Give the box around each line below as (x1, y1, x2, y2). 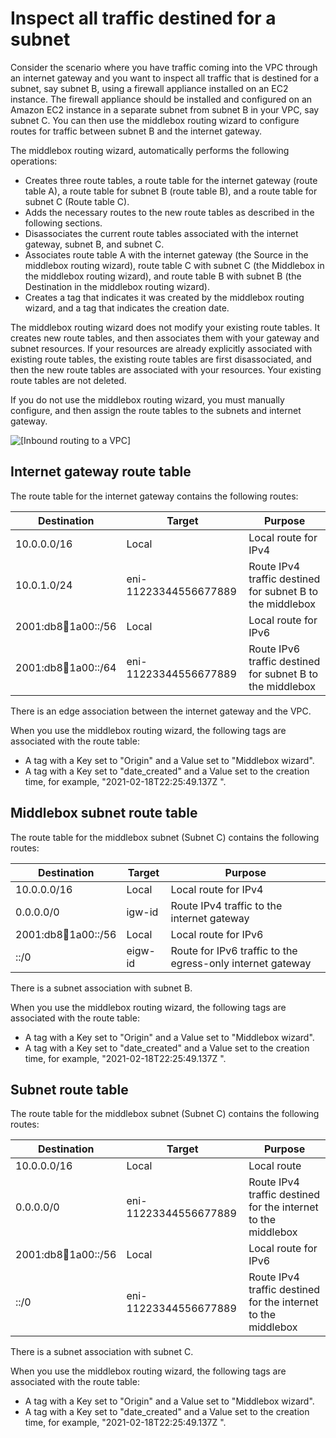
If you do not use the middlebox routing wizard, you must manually (10, 393, 285, 406)
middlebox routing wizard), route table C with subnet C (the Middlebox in (24, 259, 325, 271)
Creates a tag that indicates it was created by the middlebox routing (24, 291, 305, 303)
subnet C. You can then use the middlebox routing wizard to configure (10, 114, 300, 126)
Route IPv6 (248, 642, 300, 656)
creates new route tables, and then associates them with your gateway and (10, 332, 320, 344)
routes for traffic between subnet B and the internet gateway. (10, 125, 262, 137)
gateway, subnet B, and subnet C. (24, 238, 165, 250)
